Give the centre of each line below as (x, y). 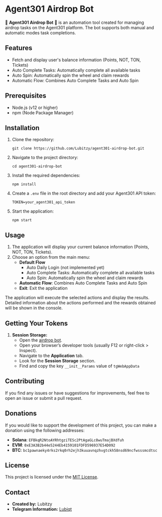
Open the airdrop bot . (41, 340)
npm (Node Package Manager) (43, 112)
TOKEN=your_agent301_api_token (44, 202)
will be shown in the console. (34, 308)
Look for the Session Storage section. (57, 361)
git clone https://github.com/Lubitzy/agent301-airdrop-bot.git (78, 149)
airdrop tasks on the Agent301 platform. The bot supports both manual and (80, 27)
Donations (21, 414)
